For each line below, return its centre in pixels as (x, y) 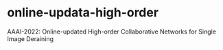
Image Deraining (30, 38)
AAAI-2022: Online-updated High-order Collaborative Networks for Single (111, 32)
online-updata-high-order (83, 13)
